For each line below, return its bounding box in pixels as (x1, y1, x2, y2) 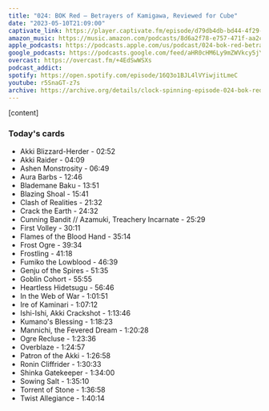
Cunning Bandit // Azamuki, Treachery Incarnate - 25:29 (19, 214, 206, 224)
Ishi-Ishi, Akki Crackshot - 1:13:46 (19, 308, 131, 317)
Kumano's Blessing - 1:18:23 (19, 316, 114, 326)
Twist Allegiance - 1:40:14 (19, 393, 106, 403)
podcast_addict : (8, 64, 62, 72)
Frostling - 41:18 (19, 248, 73, 258)
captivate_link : (8, 26, 62, 34)
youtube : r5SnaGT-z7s (8, 79, 81, 87)
